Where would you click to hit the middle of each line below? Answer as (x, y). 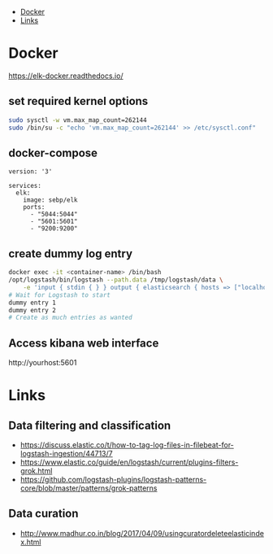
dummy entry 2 (32, 310)
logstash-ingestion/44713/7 (66, 454)
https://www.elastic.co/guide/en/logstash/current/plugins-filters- (129, 462)
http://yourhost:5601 (43, 363)
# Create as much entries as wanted (70, 318)
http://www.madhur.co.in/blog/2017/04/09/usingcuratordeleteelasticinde (142, 533)
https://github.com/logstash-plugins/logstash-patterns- (113, 480)
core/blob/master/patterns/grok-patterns (89, 488)
